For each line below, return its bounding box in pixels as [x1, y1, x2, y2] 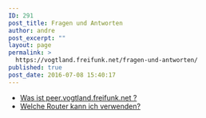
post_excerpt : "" [8, 33, 66, 42]
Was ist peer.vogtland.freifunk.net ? [19, 92, 137, 102]
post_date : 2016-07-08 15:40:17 [8, 71, 116, 79]
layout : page [8, 41, 52, 49]
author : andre [8, 26, 56, 34]
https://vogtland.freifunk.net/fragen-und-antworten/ [15, 57, 198, 65]
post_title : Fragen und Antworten [8, 19, 124, 27]
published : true [8, 64, 62, 72]
